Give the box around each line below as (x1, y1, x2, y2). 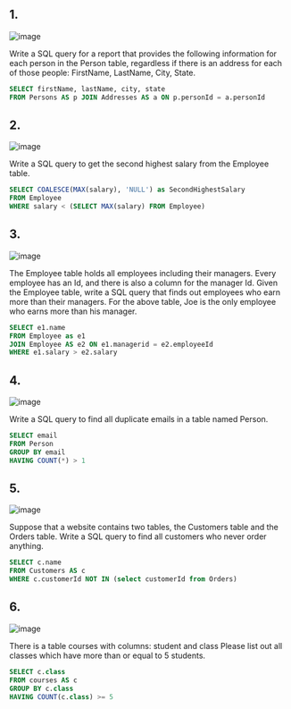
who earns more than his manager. (9, 306, 137, 317)
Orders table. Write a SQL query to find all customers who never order (9, 531, 267, 542)
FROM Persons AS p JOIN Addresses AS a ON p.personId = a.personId (9, 93, 266, 102)
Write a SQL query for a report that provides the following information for (9, 48, 278, 59)
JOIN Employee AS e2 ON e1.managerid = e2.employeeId (9, 340, 214, 349)
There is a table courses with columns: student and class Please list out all (9, 640, 283, 651)
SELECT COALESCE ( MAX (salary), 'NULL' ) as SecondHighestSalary (9, 185, 245, 195)
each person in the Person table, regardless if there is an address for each (9, 57, 283, 68)
